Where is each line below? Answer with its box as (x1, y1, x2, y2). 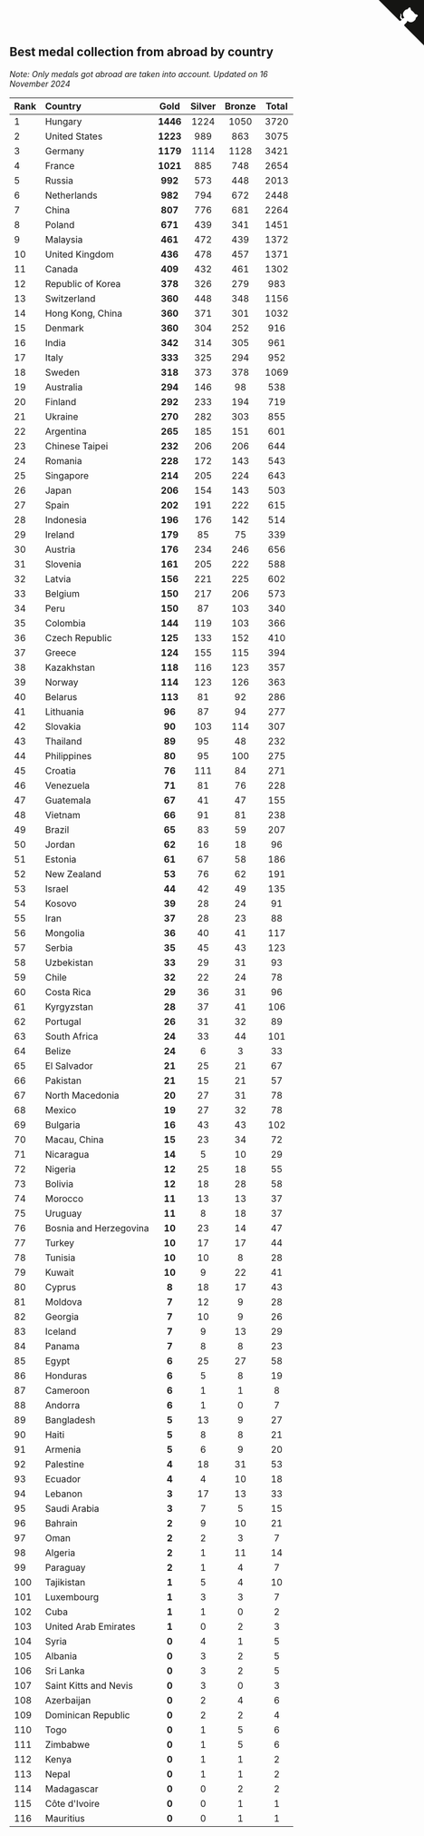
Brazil (44, 823, 70, 835)
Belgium (44, 587, 80, 599)
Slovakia (44, 720, 82, 733)
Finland (44, 395, 77, 408)
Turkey (44, 1236, 75, 1249)
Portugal (44, 1015, 82, 1028)
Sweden (44, 366, 80, 379)
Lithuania (44, 705, 84, 717)
